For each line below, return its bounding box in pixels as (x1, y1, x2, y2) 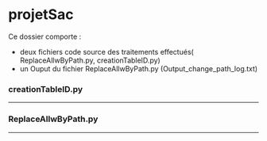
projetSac (8, 6, 74, 24)
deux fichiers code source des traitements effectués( (19, 47, 195, 56)
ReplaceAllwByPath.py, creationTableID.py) (19, 55, 161, 65)
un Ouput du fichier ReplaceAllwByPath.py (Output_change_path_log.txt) (19, 63, 258, 73)
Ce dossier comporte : (8, 32, 82, 41)
